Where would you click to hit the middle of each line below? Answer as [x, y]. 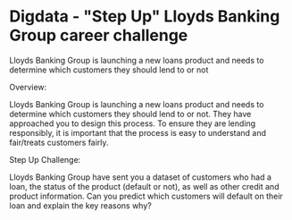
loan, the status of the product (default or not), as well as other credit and [144, 186]
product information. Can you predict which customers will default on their [146, 196]
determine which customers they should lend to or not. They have [130, 114]
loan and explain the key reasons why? [80, 205]
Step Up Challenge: [45, 159]
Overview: [28, 87]
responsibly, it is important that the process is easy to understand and [138, 132]
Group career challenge [99, 35]
